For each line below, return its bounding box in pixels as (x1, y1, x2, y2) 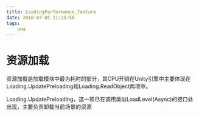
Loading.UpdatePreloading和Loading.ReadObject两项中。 (6, 83, 152, 90)
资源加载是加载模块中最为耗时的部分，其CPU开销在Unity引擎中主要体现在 (6, 75, 191, 83)
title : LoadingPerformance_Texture (6, 9, 97, 15)
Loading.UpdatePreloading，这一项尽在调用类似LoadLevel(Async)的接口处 (6, 95, 194, 103)
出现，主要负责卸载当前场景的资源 (6, 103, 92, 111)
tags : (6, 20, 20, 26)
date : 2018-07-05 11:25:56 (6, 15, 75, 21)
